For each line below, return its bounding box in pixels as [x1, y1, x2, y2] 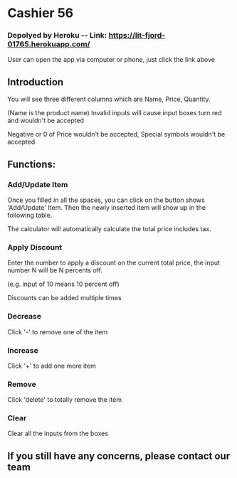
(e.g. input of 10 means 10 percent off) [7, 280, 120, 289]
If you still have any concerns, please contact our [7, 450, 230, 462]
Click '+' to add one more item [7, 361, 96, 370]
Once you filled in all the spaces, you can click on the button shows [7, 196, 205, 204]
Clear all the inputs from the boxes [7, 429, 109, 438]
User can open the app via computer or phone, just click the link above [7, 55, 216, 64]
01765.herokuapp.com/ [7, 39, 90, 49]
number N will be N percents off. [7, 266, 103, 275]
